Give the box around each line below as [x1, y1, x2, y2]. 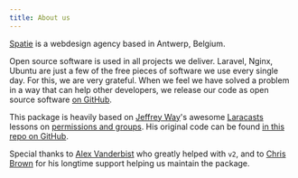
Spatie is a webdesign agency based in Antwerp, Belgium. [9, 38, 226, 49]
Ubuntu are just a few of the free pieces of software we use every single [9, 65, 278, 76]
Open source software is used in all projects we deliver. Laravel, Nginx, [9, 55, 274, 66]
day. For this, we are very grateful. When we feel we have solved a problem [9, 74, 290, 86]
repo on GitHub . [9, 130, 70, 141]
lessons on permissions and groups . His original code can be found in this [9, 121, 285, 132]
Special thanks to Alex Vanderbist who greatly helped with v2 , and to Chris [9, 148, 286, 159]
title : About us [9, 13, 70, 23]
